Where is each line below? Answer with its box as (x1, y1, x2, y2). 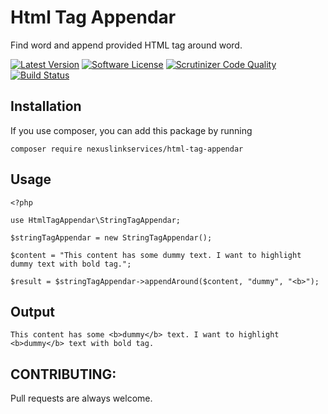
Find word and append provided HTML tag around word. (10, 39, 243, 51)
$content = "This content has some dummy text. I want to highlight (10, 250, 302, 260)
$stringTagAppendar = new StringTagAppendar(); (10, 232, 213, 243)
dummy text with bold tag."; (10, 259, 132, 269)
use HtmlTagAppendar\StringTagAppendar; (10, 215, 182, 225)
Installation (10, 98, 82, 115)
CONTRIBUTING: (10, 366, 117, 383)
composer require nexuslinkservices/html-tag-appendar (10, 144, 244, 154)
